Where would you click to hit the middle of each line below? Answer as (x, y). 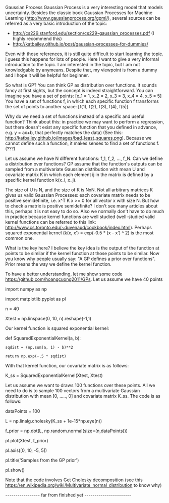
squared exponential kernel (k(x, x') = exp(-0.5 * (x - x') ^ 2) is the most (79, 233)
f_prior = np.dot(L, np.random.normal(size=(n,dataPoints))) (66, 431)
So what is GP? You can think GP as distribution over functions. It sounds (81, 85)
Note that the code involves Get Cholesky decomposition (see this (74, 480)
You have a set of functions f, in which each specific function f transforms (82, 101)
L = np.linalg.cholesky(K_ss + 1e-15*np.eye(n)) (54, 421)
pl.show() (15, 470)
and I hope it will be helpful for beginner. (47, 75)
